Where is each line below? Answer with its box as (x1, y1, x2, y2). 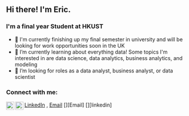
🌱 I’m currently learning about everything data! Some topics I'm (14, 48, 168, 55)
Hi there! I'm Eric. (6, 5, 71, 15)
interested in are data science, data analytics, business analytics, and (14, 54, 183, 61)
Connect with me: (6, 88, 58, 96)
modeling (14, 61, 38, 68)
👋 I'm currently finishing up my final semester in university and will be (14, 35, 183, 43)
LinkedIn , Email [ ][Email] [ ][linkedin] (24, 101, 112, 108)
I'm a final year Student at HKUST (6, 22, 104, 31)
